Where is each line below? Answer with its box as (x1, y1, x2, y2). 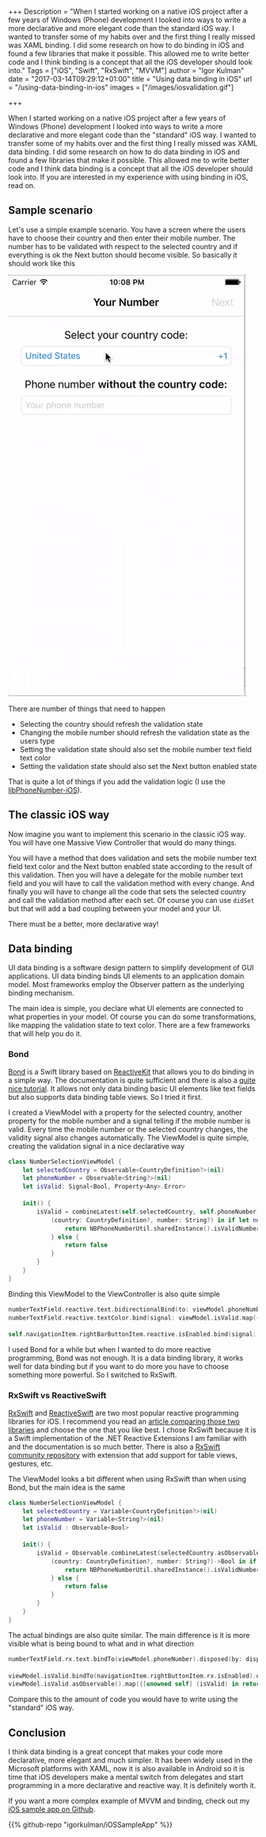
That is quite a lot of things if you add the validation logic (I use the (8, 777, 226, 786)
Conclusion (8, 1726, 66, 1739)
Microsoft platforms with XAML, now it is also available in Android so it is (8, 1764, 245, 1774)
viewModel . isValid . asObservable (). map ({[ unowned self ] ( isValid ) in (8, 1680, 239, 1689)
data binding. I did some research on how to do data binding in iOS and (8, 147, 240, 156)
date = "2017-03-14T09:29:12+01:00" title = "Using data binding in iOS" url (8, 75, 253, 83)
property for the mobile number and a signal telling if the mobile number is (8, 1116, 251, 1125)
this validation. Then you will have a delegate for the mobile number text (8, 870, 244, 879)
